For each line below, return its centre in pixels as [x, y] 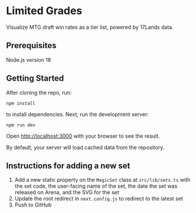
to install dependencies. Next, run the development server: [78, 114]
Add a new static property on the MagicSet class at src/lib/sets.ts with [102, 180]
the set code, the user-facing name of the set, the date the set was [96, 186]
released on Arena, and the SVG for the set [67, 192]
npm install [21, 103]
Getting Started [35, 79]
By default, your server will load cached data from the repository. [85, 147]
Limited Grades [44, 11]
